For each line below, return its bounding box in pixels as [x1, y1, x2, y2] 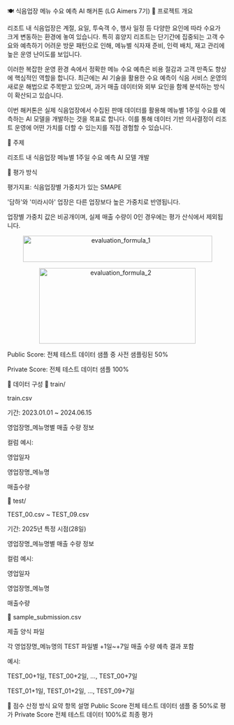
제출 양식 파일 [7, 627, 45, 636]
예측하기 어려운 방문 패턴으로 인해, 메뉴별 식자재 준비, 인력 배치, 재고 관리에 [20, 41, 225, 50]
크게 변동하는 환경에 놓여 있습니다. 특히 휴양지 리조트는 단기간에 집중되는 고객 [7, 33, 218, 41]
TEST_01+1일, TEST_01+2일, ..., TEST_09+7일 [7, 687, 135, 695]
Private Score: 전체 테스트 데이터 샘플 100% [7, 365, 129, 373]
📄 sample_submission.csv [7, 613, 82, 621]
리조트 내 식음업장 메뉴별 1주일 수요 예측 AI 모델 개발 [7, 153, 150, 161]
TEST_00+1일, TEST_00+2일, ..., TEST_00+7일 [7, 672, 138, 680]
